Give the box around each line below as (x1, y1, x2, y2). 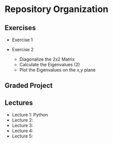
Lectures (4, 98, 33, 107)
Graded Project (4, 81, 53, 90)
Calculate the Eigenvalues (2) (19, 62, 80, 67)
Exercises (4, 24, 36, 32)
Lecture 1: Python (11, 112, 48, 118)
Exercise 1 (11, 37, 33, 43)
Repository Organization (4, 4, 108, 15)
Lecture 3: (11, 122, 33, 128)
